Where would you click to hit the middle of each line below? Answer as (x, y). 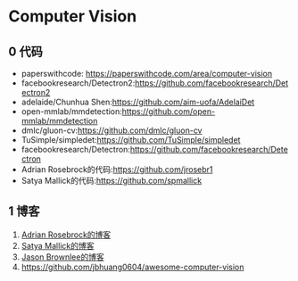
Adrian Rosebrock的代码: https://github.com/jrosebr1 (117, 169)
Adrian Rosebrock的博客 (66, 235)
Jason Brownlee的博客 (62, 257)
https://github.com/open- (169, 112)
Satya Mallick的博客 (58, 245)
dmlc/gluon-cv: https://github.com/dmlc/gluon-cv (112, 130)
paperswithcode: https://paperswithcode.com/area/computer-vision (147, 74)
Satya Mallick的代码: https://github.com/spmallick (112, 181)
